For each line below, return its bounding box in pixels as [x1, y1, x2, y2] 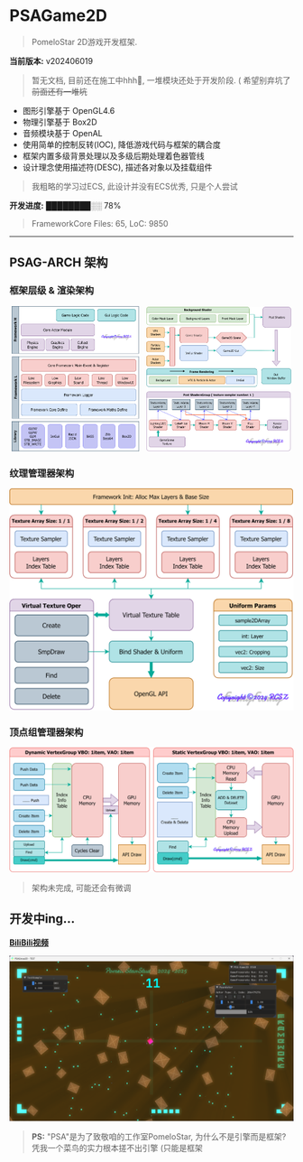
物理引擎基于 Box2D [22, 116, 97, 127]
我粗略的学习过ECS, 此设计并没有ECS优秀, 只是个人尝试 [31, 181, 238, 191]
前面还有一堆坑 [31, 86, 87, 97]
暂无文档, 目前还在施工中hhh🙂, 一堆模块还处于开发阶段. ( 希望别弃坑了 [31, 74, 291, 86]
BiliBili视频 [9, 936, 50, 948]
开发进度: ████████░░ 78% [9, 200, 122, 210]
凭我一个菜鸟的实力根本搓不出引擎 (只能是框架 [31, 1143, 203, 1154]
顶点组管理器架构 [9, 726, 84, 739]
